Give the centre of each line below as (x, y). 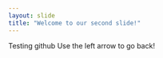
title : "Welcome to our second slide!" (75, 23)
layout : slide (32, 15)
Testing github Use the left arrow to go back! (82, 45)
